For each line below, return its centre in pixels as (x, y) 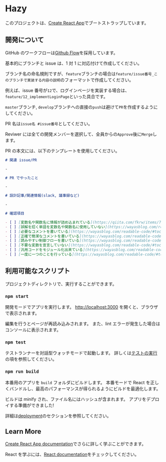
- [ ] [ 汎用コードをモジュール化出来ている (44, 250)
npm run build (22, 372)
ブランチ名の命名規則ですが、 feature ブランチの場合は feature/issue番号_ (80, 73)
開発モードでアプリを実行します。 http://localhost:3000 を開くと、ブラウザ (82, 307)
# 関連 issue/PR (21, 160)
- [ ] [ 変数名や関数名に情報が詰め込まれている (48, 222)
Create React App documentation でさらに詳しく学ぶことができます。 (76, 444)
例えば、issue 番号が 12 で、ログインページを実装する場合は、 (67, 90)
